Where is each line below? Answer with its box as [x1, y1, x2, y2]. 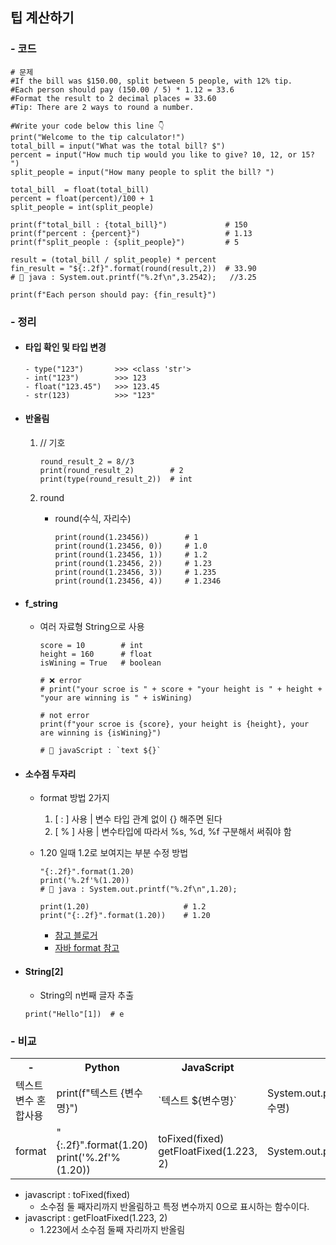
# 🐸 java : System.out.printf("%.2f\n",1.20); [39, 884, 238, 895]
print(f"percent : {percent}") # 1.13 [10, 228, 253, 238]
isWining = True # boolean [39, 658, 162, 668]
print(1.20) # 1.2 [39, 902, 207, 912]
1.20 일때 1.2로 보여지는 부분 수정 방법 [39, 847, 189, 859]
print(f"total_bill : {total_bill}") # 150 [10, 219, 248, 230]
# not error [39, 711, 90, 721]
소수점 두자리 [24, 768, 77, 780]
